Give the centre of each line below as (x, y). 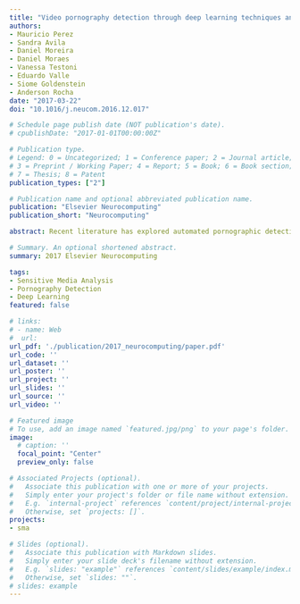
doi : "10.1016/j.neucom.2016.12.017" (79, 109)
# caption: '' (43, 446)
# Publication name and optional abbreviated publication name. (131, 199)
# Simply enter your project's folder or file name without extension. (150, 495)
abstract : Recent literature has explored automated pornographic (135, 232)
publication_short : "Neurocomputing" (79, 215)
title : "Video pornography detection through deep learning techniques (145, 17)
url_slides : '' (37, 388)
